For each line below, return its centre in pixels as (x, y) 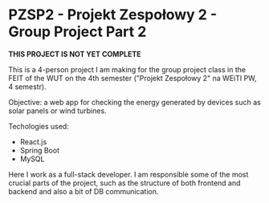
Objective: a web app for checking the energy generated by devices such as (134, 102)
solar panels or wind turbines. (57, 111)
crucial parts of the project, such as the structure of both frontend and (124, 183)
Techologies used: (39, 126)
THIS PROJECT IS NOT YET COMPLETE (75, 54)
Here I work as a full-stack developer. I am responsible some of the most (128, 174)
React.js (33, 141)
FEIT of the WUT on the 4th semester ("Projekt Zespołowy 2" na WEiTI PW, (132, 78)
